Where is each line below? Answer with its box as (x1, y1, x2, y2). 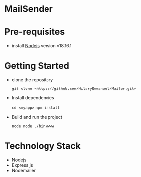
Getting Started (4, 60, 70, 72)
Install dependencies (11, 95, 55, 101)
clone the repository (11, 77, 53, 83)
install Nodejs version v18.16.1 (11, 43, 72, 49)
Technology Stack (4, 140, 81, 152)
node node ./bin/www (11, 124, 54, 129)
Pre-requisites (4, 26, 65, 38)
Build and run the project (11, 114, 63, 120)
